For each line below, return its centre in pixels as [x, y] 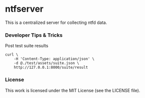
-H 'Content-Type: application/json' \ [54, 59]
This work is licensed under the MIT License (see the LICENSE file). [72, 90]
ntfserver [24, 9]
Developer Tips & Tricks [34, 35]
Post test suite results [27, 46]
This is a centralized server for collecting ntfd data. [56, 22]
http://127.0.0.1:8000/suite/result [51, 68]
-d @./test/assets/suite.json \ [46, 63]
